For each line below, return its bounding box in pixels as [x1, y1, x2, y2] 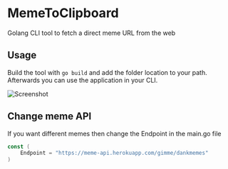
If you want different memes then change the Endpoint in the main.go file [7, 129, 222, 138]
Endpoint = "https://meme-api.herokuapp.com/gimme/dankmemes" [20, 150, 209, 157]
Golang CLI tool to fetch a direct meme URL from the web [7, 29, 176, 37]
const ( [7, 143, 31, 150]
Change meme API [7, 111, 92, 123]
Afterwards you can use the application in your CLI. [7, 76, 158, 84]
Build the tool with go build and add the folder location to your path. [7, 68, 208, 76]
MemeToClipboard [7, 5, 119, 21]
